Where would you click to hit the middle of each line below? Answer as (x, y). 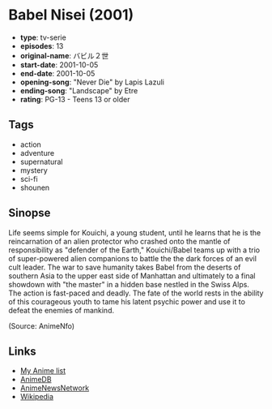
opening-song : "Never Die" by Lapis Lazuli (92, 82)
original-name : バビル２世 (64, 55)
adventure (37, 153)
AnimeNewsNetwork (55, 388)
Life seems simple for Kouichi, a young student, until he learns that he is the (135, 232)
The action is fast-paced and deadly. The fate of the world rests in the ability (136, 293)
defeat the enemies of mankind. (62, 310)
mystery (34, 170)
